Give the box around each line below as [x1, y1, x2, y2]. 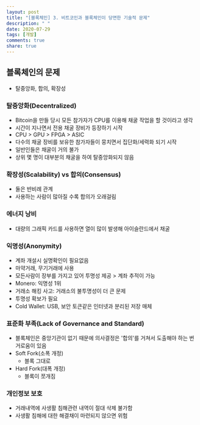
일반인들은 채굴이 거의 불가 [15, 146, 79, 153]
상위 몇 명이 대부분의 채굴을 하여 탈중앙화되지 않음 [15, 153, 134, 161]
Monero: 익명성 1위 [15, 279, 62, 287]
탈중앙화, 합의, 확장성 [15, 84, 66, 92]
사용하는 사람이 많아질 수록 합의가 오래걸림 [15, 193, 117, 201]
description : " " [6, 20, 51, 26]
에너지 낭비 [6, 210, 37, 218]
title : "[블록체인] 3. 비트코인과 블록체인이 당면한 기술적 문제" [6, 15, 151, 21]
